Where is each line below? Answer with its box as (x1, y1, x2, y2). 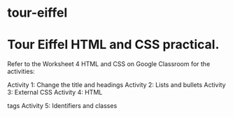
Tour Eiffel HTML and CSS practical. (7, 37, 220, 53)
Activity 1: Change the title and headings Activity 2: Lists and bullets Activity (7, 81, 226, 89)
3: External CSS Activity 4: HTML (7, 88, 103, 97)
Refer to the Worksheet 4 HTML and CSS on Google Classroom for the (7, 60, 211, 68)
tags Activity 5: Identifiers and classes (7, 102, 118, 110)
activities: (7, 68, 35, 76)
